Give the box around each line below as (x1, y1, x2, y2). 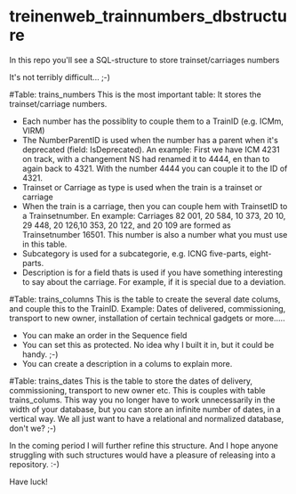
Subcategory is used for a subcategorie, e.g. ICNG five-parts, (21, 247, 248, 259)
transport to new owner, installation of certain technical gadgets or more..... (9, 312, 286, 323)
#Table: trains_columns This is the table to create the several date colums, (9, 294, 281, 304)
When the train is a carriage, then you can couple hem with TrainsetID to (21, 200, 288, 211)
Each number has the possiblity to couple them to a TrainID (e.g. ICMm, (21, 116, 284, 126)
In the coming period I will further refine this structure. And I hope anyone (9, 440, 278, 450)
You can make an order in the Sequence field (21, 329, 188, 340)
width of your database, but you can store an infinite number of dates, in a (9, 403, 282, 415)
